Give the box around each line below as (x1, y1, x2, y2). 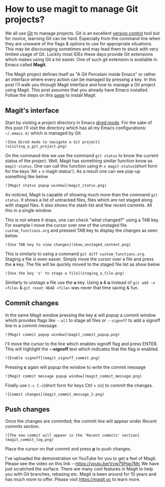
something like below (5, 174, 48, 179)
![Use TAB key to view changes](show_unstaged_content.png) (5, 242, 132, 247)
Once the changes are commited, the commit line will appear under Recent (5, 418, 157, 424)
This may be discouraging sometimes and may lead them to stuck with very (5, 46, 159, 52)
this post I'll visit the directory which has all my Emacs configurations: (5, 125, 147, 131)
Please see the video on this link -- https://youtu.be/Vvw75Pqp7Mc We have (5, 461, 159, 467)
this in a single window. (5, 207, 53, 213)
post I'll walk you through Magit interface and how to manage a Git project (5, 81, 156, 87)
